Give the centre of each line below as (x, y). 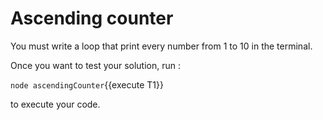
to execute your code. (55, 104)
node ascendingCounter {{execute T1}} (87, 84)
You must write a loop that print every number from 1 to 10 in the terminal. (161, 46)
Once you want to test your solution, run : (96, 65)
